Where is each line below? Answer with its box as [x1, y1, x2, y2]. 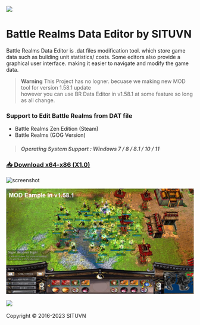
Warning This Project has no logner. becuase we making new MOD [20, 78, 186, 85]
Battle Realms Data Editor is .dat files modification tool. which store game [6, 47, 186, 54]
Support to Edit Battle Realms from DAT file [6, 111, 133, 119]
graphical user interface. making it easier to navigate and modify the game [6, 60, 189, 67]
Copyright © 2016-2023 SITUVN [6, 312, 86, 319]
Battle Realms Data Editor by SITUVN [6, 27, 192, 41]
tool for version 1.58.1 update [20, 84, 91, 91]
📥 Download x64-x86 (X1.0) [6, 161, 90, 169]
